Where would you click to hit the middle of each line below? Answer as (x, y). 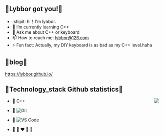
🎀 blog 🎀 (16, 62)
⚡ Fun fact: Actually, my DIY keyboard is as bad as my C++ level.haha (82, 45)
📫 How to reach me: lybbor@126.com (51, 38)
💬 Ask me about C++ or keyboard (46, 32)
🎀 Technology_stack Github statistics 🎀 (64, 89)
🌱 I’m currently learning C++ (41, 27)
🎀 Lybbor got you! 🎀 (34, 9)
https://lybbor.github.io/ (29, 74)
